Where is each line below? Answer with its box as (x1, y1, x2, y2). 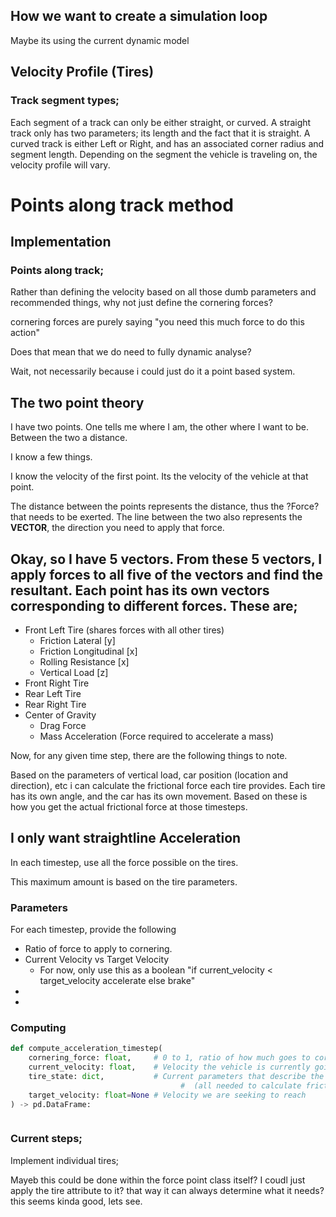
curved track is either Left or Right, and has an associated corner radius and (10, 137, 325, 149)
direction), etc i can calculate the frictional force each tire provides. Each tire (10, 780, 326, 791)
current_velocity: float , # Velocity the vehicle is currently (28, 1062, 311, 1073)
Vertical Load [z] (39, 667, 109, 678)
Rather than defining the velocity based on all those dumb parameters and (10, 286, 317, 298)
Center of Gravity (24, 709, 97, 721)
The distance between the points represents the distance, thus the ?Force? (10, 500, 320, 513)
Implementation (10, 234, 112, 251)
